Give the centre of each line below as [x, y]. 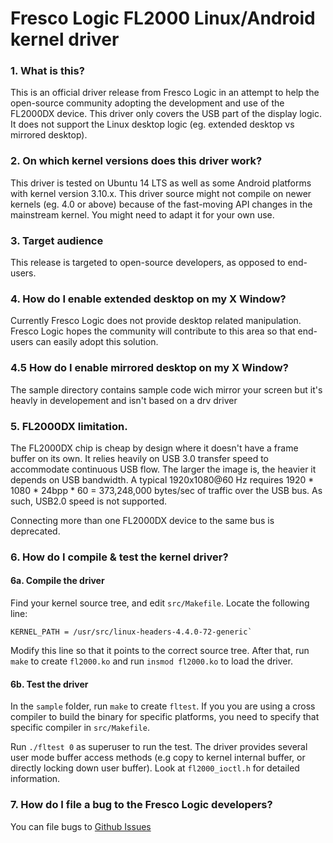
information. [35, 779]
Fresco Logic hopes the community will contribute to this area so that [153, 331]
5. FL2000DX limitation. [69, 426]
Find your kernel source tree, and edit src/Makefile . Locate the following [160, 603]
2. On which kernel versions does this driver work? [136, 161]
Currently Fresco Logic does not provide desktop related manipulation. [156, 321]
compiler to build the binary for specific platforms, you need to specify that [165, 717]
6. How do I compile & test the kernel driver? [119, 557]
